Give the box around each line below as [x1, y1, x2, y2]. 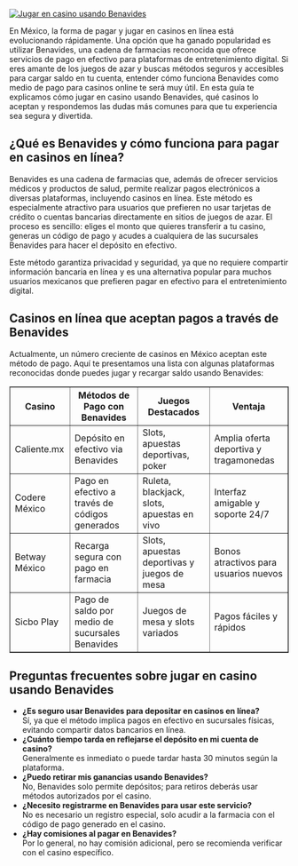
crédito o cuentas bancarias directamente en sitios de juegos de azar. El [9, 211, 273, 222]
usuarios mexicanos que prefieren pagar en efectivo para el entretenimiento [9, 275, 287, 286]
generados [74, 519, 120, 531]
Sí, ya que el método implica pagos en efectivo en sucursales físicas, [21, 715, 275, 726]
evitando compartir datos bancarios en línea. [21, 725, 186, 735]
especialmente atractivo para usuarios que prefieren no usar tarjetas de [9, 202, 271, 212]
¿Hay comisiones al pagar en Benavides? [21, 829, 177, 839]
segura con [74, 551, 122, 563]
